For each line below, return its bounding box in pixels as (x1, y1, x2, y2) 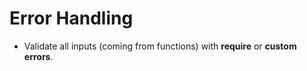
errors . (23, 50, 54, 62)
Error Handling (9, 7, 134, 30)
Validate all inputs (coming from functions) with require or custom (23, 40, 297, 52)
